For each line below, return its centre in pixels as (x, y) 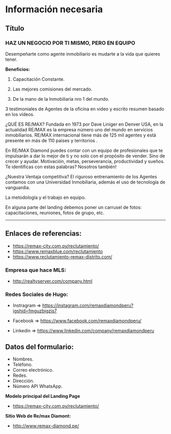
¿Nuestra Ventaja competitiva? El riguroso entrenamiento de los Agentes (81, 176)
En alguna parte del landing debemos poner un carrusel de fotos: (74, 207)
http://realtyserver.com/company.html (52, 281)
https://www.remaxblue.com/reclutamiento (58, 251)
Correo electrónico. (33, 370)
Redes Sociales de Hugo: (37, 294)
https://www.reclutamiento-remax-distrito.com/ (62, 257)
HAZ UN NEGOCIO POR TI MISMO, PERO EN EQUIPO (70, 43)
